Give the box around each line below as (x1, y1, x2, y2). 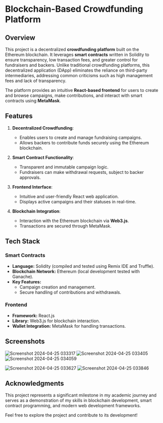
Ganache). (12, 274, 33, 280)
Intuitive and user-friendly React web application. (19, 193, 119, 199)
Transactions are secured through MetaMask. (19, 223, 112, 229)
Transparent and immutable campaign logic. (19, 164, 109, 170)
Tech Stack (5, 237, 40, 246)
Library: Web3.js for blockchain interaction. (12, 318, 100, 324)
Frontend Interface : (12, 184, 53, 190)
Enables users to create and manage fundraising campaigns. (19, 134, 142, 141)
